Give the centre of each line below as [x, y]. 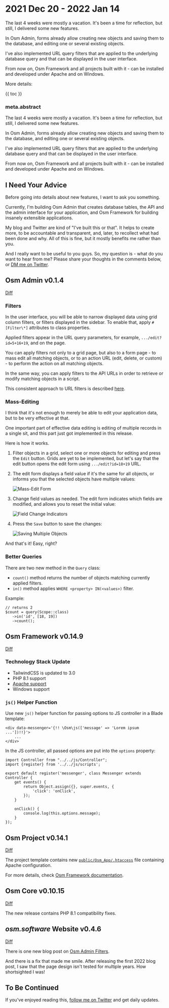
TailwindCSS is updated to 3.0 [44, 673]
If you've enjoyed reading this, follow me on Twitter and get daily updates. [82, 1000]
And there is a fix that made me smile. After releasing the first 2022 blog [80, 961]
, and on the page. [47, 343]
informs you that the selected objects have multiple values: [74, 479]
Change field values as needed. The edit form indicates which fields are [88, 499]
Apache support [29, 684]
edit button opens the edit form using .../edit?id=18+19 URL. [77, 464]
